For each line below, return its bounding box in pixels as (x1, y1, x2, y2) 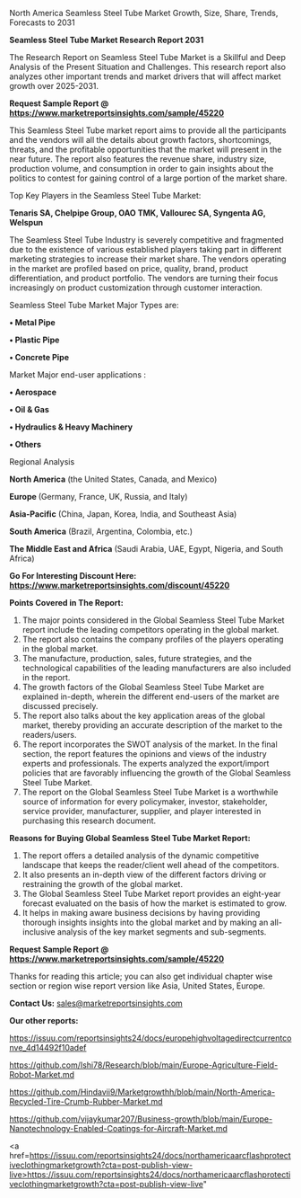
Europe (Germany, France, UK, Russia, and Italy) (9, 492, 188, 501)
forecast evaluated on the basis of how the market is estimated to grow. (21, 898, 287, 909)
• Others (9, 439, 42, 449)
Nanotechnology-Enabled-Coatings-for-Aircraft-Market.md (9, 1123, 228, 1133)
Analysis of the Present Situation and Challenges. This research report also (9, 62, 287, 72)
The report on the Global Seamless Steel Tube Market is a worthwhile (21, 786, 279, 797)
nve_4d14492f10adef (9, 1043, 87, 1052)
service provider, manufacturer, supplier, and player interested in (21, 806, 262, 816)
